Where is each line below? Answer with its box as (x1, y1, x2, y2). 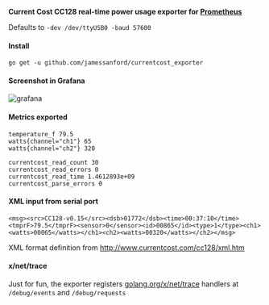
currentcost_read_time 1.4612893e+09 (8, 173, 135, 181)
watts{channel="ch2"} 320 (8, 144, 95, 152)
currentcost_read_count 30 (8, 158, 99, 166)
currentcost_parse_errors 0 (8, 179, 103, 188)
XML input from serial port (8, 197, 99, 207)
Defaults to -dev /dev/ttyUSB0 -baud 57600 (8, 23, 151, 31)
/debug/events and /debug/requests (8, 288, 126, 298)
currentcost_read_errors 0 (8, 165, 99, 173)
